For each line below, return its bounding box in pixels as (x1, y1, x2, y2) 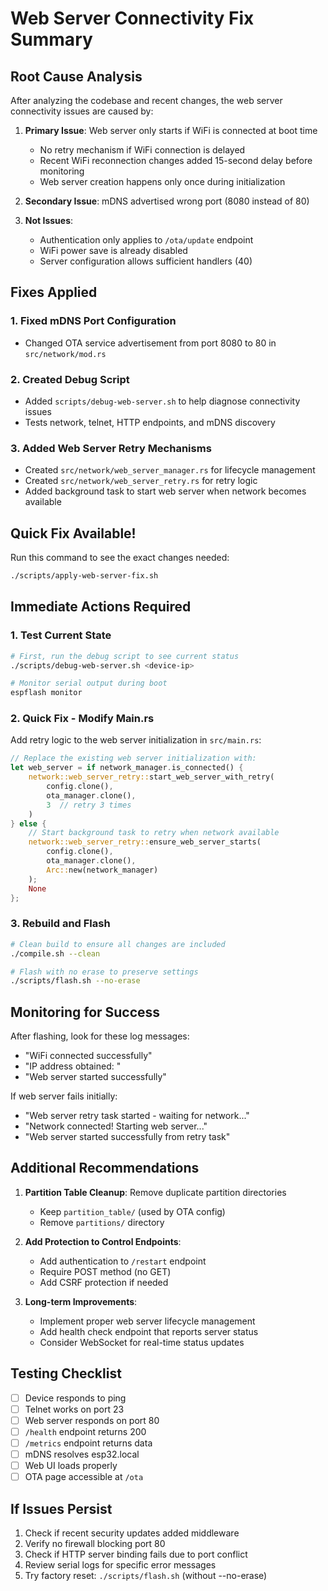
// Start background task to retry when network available (28, 828, 280, 838)
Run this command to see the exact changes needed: (10, 552, 230, 564)
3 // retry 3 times (46, 800, 132, 810)
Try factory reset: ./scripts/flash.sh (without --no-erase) (24, 1570, 268, 1581)
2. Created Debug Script (10, 372, 130, 386)
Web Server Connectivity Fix (10, 7, 255, 30)
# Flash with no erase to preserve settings (10, 967, 199, 977)
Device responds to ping (24, 1392, 127, 1404)
